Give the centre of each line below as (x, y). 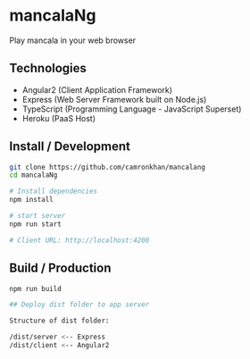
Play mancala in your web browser (73, 40)
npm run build (36, 288)
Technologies (48, 68)
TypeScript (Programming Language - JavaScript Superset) (132, 109)
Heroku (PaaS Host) (59, 118)
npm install (31, 200)
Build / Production (60, 268)
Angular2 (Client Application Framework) (97, 89)
